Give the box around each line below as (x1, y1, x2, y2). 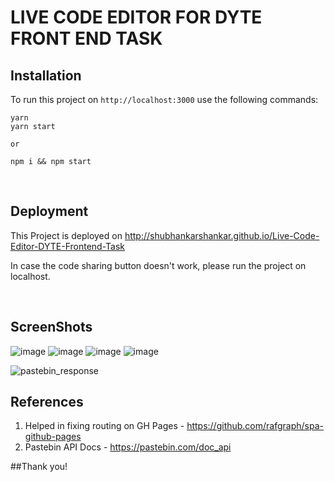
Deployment (10, 203, 89, 220)
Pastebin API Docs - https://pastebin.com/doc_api (24, 441, 232, 453)
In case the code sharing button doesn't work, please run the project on (10, 259, 307, 271)
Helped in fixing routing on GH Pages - (24, 420, 185, 432)
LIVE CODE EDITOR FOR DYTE (10, 6, 263, 29)
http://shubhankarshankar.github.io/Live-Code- (124, 229, 320, 241)
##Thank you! (10, 461, 68, 473)
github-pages (24, 431, 82, 443)
